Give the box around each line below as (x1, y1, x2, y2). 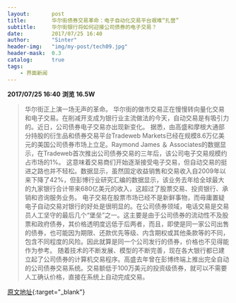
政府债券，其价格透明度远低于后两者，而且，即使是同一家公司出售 (37, 220, 230, 228)
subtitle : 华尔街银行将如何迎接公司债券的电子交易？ (7, 23, 158, 30)
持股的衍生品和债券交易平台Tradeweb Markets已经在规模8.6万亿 (30, 131, 219, 140)
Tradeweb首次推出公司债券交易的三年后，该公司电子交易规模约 (43, 149, 228, 158)
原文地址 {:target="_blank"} (7, 287, 85, 296)
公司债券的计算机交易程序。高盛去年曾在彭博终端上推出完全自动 (43, 255, 230, 263)
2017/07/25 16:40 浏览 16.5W (7, 90, 95, 98)
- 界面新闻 (20, 69, 48, 76)
